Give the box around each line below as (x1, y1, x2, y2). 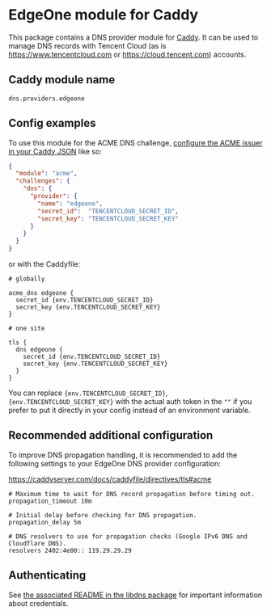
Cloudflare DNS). (8, 539, 67, 547)
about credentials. (8, 598, 69, 608)
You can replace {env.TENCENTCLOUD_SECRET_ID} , (8, 388, 168, 398)
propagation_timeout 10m (8, 497, 92, 505)
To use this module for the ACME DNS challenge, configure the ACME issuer (8, 137, 263, 147)
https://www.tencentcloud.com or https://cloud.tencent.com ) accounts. (8, 49, 247, 59)
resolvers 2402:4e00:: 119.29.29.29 (8, 546, 132, 554)
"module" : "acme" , (15, 170, 78, 178)
